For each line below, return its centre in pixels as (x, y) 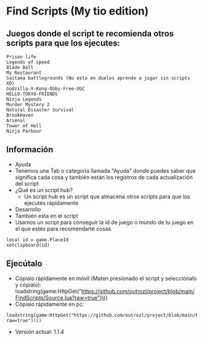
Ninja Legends (24, 99)
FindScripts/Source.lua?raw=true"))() (61, 298)
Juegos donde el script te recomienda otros (90, 34)
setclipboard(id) (28, 245)
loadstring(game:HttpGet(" (48, 291)
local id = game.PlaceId (37, 240)
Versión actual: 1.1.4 (40, 332)
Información (30, 150)
